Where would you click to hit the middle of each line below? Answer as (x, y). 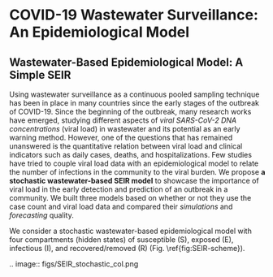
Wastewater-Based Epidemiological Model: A (126, 62)
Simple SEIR (40, 75)
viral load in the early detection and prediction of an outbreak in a (119, 189)
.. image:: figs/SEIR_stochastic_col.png (74, 264)
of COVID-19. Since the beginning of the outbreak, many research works (130, 112)
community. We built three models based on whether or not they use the (130, 198)
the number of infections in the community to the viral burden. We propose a (137, 172)
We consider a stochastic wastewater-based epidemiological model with (131, 231)
